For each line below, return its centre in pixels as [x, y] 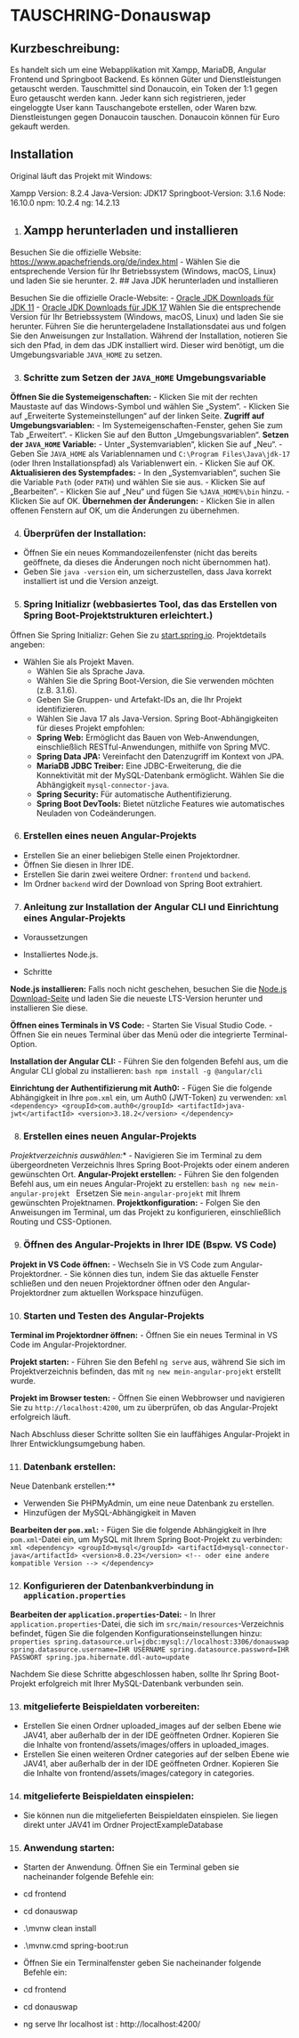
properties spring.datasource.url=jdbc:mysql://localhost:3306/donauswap [150, 1642]
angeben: [28, 644]
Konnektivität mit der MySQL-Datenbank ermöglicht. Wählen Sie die [160, 775]
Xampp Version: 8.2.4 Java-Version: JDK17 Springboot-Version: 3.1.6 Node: [148, 193]
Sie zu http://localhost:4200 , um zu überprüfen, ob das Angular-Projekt [144, 1407]
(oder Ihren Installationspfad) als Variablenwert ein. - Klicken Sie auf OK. [143, 463]
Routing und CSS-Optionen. [61, 1222]
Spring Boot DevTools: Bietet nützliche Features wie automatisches [161, 803]
